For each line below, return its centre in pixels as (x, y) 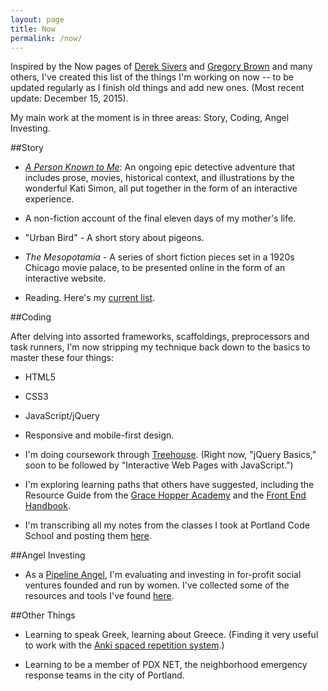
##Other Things (43, 615)
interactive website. (65, 278)
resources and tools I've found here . (99, 596)
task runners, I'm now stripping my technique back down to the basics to (160, 347)
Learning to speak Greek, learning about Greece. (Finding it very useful (171, 635)
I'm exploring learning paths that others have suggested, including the (169, 485)
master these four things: (62, 358)
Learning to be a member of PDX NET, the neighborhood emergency (166, 665)
